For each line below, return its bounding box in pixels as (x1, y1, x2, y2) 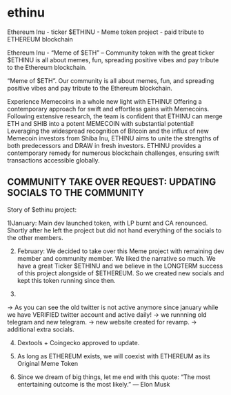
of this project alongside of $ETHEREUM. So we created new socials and (17, 268, 225, 277)
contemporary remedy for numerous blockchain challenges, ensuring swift (7, 149, 219, 157)
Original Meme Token (17, 359, 79, 367)
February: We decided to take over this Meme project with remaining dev (17, 247, 225, 255)
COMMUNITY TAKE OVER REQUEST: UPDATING (7, 176, 217, 188)
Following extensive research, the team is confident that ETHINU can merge (7, 112, 223, 120)
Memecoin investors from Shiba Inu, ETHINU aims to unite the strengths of (7, 134, 219, 143)
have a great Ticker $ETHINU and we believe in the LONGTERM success (17, 261, 223, 270)
